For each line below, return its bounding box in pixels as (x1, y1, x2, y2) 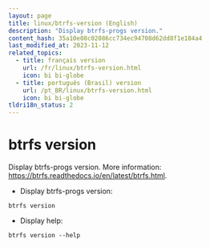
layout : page (8, 11, 52, 20)
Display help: (19, 216, 63, 225)
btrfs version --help (8, 232, 81, 240)
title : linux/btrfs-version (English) (8, 19, 138, 27)
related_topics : (8, 49, 63, 57)
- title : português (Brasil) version (15, 79, 142, 87)
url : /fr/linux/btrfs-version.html (22, 64, 142, 72)
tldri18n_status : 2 (8, 101, 74, 109)
